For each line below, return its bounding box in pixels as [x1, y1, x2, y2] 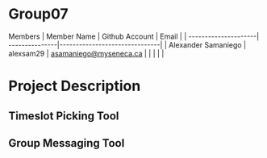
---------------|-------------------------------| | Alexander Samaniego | [8, 39, 247, 49]
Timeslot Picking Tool [8, 109, 119, 123]
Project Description [8, 77, 141, 95]
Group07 [8, 5, 69, 23]
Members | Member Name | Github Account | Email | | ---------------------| [8, 31, 260, 41]
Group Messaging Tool [8, 136, 125, 150]
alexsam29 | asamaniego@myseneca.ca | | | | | [8, 48, 165, 58]
